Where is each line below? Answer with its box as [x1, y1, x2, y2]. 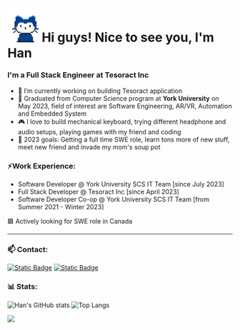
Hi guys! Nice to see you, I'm [41, 29, 214, 46]
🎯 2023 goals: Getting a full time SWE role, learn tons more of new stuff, [17, 135, 230, 144]
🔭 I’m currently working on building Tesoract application [17, 86, 183, 95]
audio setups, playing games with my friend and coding [17, 127, 181, 136]
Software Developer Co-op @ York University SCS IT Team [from [17, 195, 209, 204]
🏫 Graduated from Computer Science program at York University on [17, 94, 219, 102]
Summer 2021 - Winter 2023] [17, 203, 104, 211]
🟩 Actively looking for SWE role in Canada [7, 217, 133, 226]
